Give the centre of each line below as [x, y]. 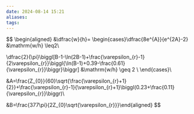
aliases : [17, 17]
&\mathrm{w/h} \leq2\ [33, 45]
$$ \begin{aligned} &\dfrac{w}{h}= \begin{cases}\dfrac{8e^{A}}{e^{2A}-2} [97, 40]
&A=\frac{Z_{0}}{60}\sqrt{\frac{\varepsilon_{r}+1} [66, 81]
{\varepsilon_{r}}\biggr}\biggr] [43, 70]
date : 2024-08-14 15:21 [35, 12]
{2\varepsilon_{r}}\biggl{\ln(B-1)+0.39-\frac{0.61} [66, 63]
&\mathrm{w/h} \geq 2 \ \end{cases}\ [126, 70]
